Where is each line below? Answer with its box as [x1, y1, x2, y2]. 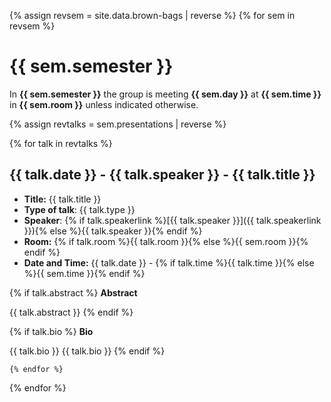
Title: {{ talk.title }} [23, 193, 102, 205]
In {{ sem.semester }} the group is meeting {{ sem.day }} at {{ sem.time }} [9, 88, 322, 100]
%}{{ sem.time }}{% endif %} [23, 267, 146, 279]
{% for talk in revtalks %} [9, 137, 113, 149]
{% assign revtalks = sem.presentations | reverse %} [9, 118, 227, 130]
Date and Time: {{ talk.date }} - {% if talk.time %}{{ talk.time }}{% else [23, 256, 315, 269]
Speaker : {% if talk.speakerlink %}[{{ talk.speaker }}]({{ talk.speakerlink [23, 214, 322, 226]
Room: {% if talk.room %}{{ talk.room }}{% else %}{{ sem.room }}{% [23, 235, 309, 247]
